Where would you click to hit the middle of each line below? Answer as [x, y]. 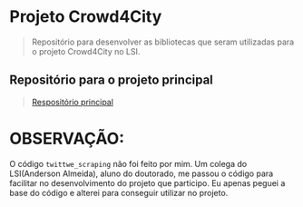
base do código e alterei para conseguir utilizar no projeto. [119, 192]
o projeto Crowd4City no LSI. [86, 51]
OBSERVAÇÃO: [67, 138]
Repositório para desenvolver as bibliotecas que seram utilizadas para [163, 42]
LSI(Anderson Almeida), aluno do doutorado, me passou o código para [142, 173]
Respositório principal [72, 102]
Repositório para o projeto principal [111, 80]
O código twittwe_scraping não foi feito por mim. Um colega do [128, 163]
